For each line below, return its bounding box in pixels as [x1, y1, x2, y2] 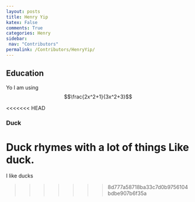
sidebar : [6, 36, 27, 42]
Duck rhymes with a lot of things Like [6, 141, 189, 154]
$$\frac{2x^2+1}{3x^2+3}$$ [64, 93, 133, 100]
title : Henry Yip [6, 14, 48, 20]
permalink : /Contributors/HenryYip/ [6, 47, 95, 53]
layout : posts [6, 8, 41, 15]
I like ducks [6, 172, 33, 179]
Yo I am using [6, 84, 39, 91]
